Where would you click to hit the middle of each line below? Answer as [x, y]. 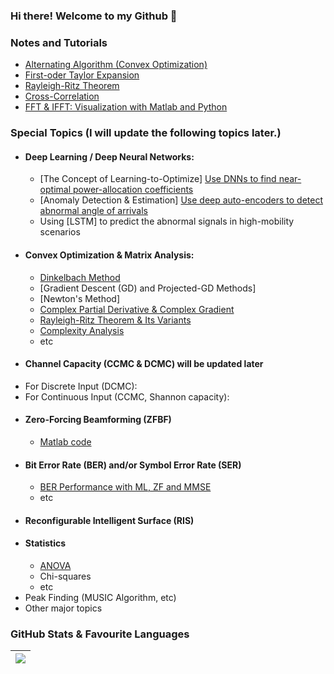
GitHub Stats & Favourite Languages [100, 634]
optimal [55, 190]
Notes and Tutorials [59, 42]
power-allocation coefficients [133, 190]
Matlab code [65, 441]
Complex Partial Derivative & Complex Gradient [137, 309]
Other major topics [63, 608]
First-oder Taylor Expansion [82, 75]
